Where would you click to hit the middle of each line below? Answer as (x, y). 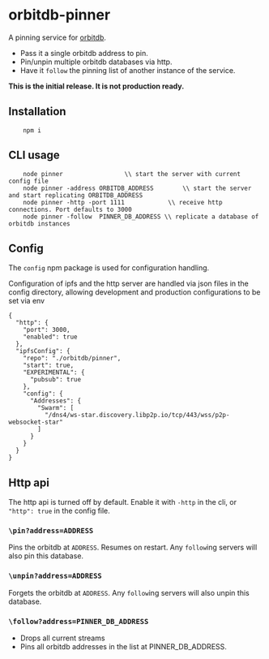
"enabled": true (51, 337)
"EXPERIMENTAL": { (54, 373)
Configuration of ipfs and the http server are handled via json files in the (128, 284)
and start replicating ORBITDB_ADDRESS (76, 195)
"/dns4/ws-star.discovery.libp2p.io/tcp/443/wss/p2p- (137, 416)
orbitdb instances (39, 224)
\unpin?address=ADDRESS (56, 576)
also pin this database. (46, 556)
